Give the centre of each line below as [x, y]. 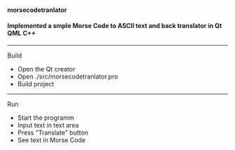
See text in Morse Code [51, 139]
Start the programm [46, 117]
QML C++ [22, 33]
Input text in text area [48, 125]
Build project [36, 83]
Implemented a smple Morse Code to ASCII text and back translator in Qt [115, 26]
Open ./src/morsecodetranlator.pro [68, 76]
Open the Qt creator [46, 69]
